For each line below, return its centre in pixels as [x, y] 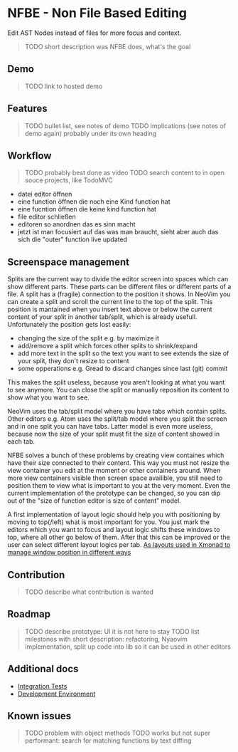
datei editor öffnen [45, 194]
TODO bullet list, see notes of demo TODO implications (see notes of [125, 125]
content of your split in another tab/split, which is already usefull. [102, 317]
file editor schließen [47, 217]
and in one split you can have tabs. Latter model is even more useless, [110, 427]
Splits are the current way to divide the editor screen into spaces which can [118, 279]
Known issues [39, 716]
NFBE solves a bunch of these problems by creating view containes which [116, 455]
